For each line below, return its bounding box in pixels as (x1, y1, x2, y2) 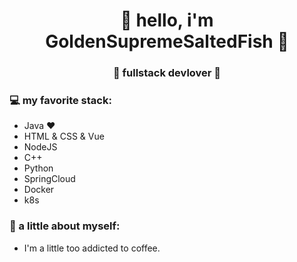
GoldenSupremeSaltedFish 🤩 (45, 30, 289, 53)
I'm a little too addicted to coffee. (23, 242, 161, 254)
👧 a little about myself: (9, 219, 121, 233)
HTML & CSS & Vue (23, 130, 105, 143)
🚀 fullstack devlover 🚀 (112, 66, 222, 80)
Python (23, 162, 54, 174)
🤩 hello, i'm (120, 9, 214, 32)
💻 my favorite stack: (9, 94, 112, 108)
